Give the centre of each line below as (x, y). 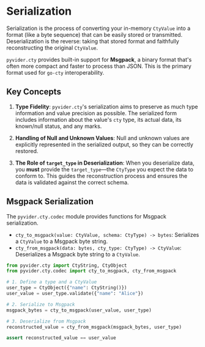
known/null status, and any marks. (58, 126)
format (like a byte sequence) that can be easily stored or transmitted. (94, 34)
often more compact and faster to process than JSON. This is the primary (99, 66)
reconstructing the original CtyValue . (52, 48)
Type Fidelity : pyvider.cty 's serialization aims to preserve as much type (106, 106)
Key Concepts (34, 92)
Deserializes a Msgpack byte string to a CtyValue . (78, 254)
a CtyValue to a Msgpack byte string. (61, 241)
